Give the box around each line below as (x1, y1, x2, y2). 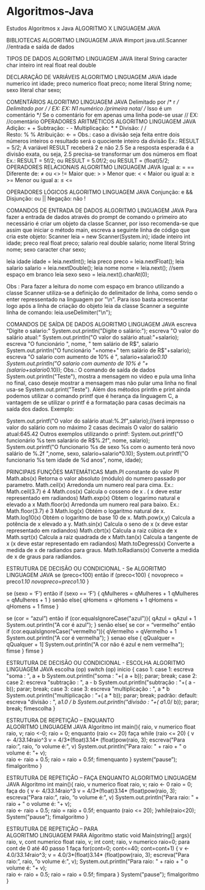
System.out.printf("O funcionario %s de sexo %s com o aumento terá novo (6, 443, 195, 450)
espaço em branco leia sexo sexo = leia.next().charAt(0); (6, 270, 149, 278)
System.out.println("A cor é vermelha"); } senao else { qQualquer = (6, 634, 176, 642)
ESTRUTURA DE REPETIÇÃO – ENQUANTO (6, 716, 114, 724)
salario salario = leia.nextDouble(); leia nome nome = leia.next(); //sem (6, 264, 184, 271)
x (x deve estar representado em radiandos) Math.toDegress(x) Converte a (6, 540, 195, 547)
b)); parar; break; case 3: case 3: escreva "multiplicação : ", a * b (6, 685, 170, 692)
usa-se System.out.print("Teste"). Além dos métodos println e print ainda (6, 385, 191, 393)
